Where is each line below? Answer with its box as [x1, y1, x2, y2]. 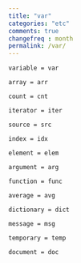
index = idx [8, 135, 48, 143]
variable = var [8, 64, 59, 73]
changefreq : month [8, 34, 74, 43]
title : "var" [8, 11, 52, 20]
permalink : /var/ [8, 42, 67, 50]
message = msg [8, 220, 56, 228]
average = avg [8, 192, 56, 200]
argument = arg [8, 163, 59, 172]
